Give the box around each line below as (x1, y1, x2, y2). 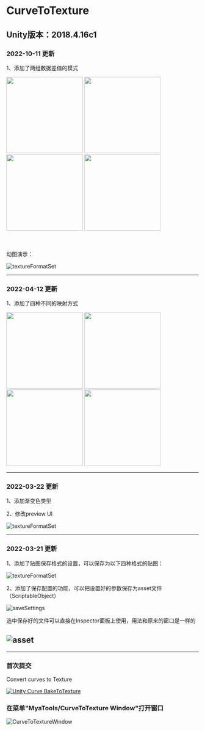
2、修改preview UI (6, 510, 53, 517)
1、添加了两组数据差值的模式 (6, 64, 78, 71)
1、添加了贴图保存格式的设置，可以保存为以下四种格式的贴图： (6, 560, 164, 567)
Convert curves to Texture (6, 675, 72, 683)
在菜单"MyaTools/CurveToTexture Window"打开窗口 (6, 704, 164, 712)
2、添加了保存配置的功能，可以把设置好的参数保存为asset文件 (6, 584, 162, 592)
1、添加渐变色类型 (6, 497, 52, 505)
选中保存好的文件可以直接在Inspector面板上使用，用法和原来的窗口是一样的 (6, 617, 196, 624)
